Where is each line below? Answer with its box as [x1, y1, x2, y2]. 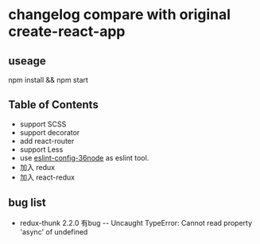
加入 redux [19, 162, 56, 172]
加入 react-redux [19, 172, 76, 182]
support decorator [19, 127, 80, 137]
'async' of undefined [19, 227, 88, 236]
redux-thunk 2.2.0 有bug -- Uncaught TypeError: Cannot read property [19, 218, 253, 227]
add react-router [19, 136, 75, 145]
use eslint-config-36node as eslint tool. [19, 153, 149, 162]
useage [8, 54, 46, 68]
